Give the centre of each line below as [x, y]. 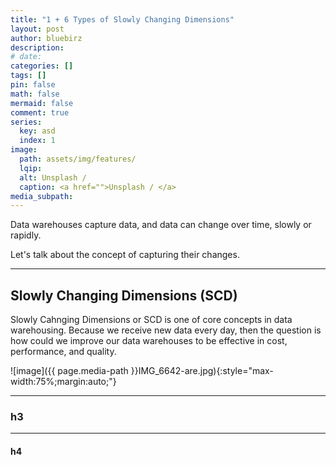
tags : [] [28, 76]
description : [37, 47]
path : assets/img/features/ [78, 159]
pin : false [33, 85]
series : [26, 122]
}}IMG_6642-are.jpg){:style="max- [202, 371]
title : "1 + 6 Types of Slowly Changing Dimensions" [122, 19]
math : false [35, 94]
